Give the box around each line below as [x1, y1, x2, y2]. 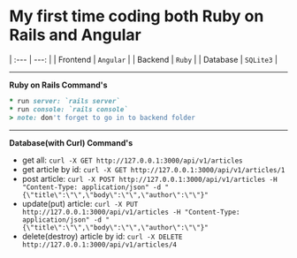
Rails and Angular [9, 25, 141, 45]
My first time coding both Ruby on [9, 6, 264, 27]
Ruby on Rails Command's [9, 80, 108, 90]
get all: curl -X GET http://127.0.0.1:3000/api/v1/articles [21, 155, 243, 165]
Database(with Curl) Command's [9, 137, 133, 148]
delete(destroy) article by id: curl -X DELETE [21, 231, 183, 241]
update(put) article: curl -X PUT [21, 198, 139, 209]
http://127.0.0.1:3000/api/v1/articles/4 [21, 240, 177, 249]
